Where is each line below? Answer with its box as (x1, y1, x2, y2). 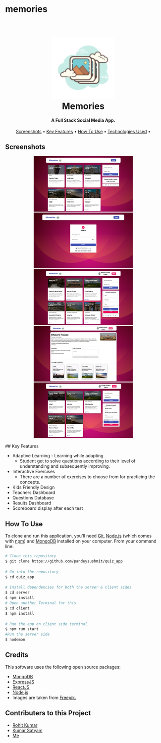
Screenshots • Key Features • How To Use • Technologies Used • (15, 128, 151, 134)
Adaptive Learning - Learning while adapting (12, 453, 104, 459)
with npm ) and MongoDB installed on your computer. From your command (5, 538, 157, 544)
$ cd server (5, 590, 30, 595)
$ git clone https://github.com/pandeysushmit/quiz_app (5, 559, 123, 564)
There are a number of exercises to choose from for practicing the (19, 474, 155, 480)
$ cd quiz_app (5, 574, 35, 580)
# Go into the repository (5, 569, 58, 574)
